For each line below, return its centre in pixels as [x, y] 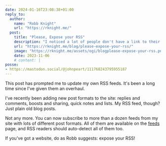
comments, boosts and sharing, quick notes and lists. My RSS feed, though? [83, 103]
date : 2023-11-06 [32, 55]
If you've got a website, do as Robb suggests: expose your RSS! [70, 138]
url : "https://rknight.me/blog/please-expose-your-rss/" [74, 46]
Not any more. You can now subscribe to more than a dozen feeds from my [82, 118]
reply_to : [15, 14]
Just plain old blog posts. [31, 109]
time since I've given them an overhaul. [45, 89]
